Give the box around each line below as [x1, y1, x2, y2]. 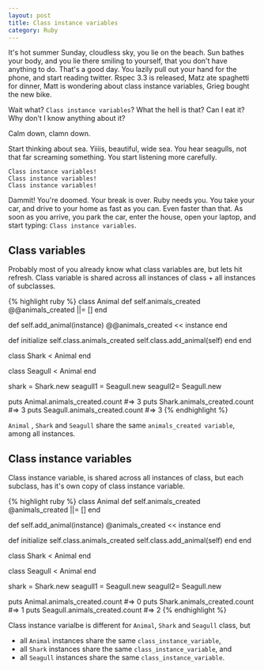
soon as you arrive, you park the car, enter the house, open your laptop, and [8, 213, 257, 222]
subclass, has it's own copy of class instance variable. [8, 481, 186, 491]
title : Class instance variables [8, 19, 119, 27]
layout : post [8, 11, 51, 20]
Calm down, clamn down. [8, 129, 91, 138]
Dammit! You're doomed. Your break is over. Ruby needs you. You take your [8, 195, 255, 205]
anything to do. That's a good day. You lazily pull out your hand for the [8, 65, 237, 74]
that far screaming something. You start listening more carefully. [8, 152, 217, 162]
